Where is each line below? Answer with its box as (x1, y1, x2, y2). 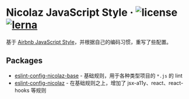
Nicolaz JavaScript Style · (6, 6, 134, 19)
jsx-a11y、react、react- (127, 79, 184, 86)
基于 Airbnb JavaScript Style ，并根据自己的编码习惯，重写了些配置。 (6, 38, 172, 45)
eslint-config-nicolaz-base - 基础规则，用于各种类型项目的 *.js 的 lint (14, 72, 183, 79)
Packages (6, 56, 43, 66)
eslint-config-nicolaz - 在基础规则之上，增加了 (14, 79, 127, 86)
